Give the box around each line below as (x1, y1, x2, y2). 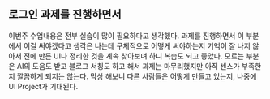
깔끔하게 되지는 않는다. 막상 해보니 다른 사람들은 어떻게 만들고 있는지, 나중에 (16, 71, 257, 81)
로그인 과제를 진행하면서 (8, 7, 122, 22)
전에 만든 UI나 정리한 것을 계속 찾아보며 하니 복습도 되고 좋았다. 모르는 (23, 51, 245, 61)
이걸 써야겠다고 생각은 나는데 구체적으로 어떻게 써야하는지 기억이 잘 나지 (23, 41, 251, 50)
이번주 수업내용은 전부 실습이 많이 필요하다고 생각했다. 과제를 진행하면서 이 (8, 31, 245, 41)
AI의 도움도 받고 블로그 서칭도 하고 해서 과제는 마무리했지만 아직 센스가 (16, 61, 241, 71)
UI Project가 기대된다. (8, 81, 79, 91)
